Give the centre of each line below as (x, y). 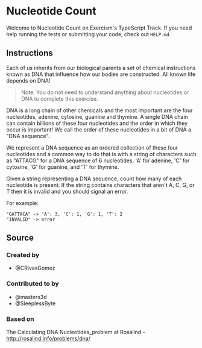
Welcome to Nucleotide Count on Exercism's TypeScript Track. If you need (99, 28)
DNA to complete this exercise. (59, 98)
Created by (23, 255)
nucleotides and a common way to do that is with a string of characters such (101, 154)
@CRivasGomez (35, 268)
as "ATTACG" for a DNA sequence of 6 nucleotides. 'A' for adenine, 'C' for (98, 160)
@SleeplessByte (35, 303)
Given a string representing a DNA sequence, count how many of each (94, 179)
